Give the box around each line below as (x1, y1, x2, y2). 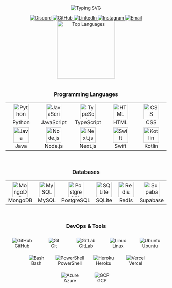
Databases (72, 168, 100, 176)
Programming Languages (53, 90, 119, 98)
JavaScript (40, 119, 67, 126)
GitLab (79, 243, 93, 249)
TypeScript (75, 119, 101, 126)
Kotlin (144, 143, 159, 150)
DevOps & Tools (66, 222, 106, 229)
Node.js (44, 143, 63, 150)
